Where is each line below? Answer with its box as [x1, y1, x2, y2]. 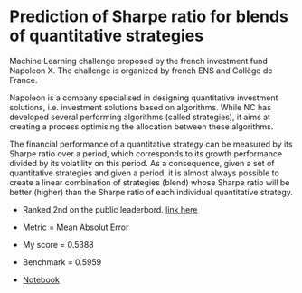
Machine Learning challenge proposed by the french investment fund [9, 55, 269, 66]
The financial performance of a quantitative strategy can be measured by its [9, 138, 293, 149]
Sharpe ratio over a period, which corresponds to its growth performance [9, 147, 283, 159]
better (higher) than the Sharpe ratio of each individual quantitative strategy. [9, 186, 294, 197]
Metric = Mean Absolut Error [22, 222, 129, 232]
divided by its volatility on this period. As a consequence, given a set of [9, 157, 275, 168]
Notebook [22, 274, 61, 285]
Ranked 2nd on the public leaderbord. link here [22, 203, 198, 214]
